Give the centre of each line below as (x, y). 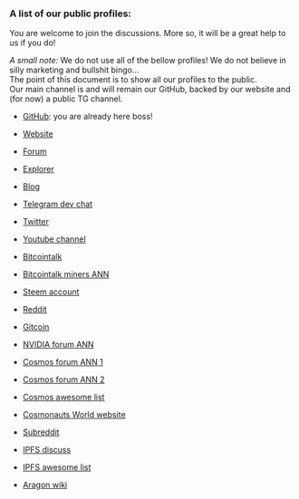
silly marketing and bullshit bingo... (74, 70)
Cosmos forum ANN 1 (63, 362)
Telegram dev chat (58, 204)
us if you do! (33, 43)
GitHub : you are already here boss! (87, 117)
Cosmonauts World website (74, 415)
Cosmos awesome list (63, 398)
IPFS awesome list (57, 467)
